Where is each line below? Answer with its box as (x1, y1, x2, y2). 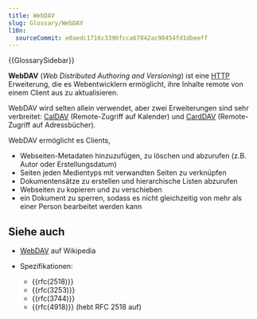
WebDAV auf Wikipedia (19, 246, 96, 255)
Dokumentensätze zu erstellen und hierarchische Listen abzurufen (19, 177, 238, 186)
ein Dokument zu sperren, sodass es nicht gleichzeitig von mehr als (19, 193, 243, 203)
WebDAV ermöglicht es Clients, (8, 136, 111, 146)
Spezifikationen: (19, 262, 73, 271)
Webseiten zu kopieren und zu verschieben (19, 185, 162, 195)
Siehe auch (8, 224, 65, 239)
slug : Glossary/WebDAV (8, 19, 84, 27)
